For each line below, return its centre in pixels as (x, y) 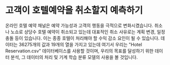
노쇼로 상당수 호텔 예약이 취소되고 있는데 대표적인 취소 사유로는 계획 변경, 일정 (88, 31)
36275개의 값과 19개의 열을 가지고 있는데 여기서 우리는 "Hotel (80, 44)
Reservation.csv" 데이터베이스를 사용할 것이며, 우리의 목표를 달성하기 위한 (79, 51)
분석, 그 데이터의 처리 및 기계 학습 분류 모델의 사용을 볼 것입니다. (74, 57)
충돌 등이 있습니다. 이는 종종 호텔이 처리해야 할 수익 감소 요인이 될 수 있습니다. (82, 38)
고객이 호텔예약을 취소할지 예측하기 (74, 10)
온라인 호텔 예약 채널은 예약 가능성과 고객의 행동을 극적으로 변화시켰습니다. (79, 25)
